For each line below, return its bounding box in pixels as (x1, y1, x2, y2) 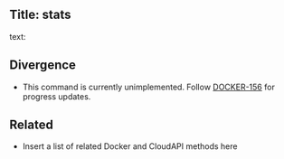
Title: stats (9, 7, 71, 23)
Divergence (9, 58, 77, 73)
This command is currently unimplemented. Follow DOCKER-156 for (22, 81, 276, 92)
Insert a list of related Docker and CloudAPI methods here (22, 141, 238, 152)
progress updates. (22, 90, 91, 102)
